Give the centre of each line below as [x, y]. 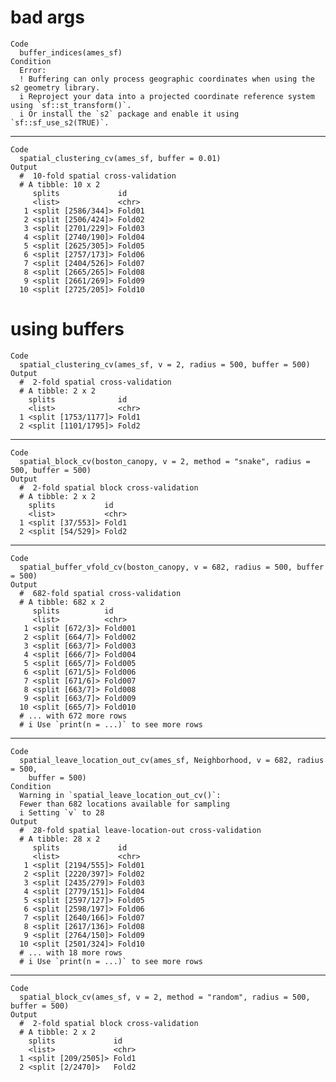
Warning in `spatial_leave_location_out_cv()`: [120, 795]
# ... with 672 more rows [73, 716]
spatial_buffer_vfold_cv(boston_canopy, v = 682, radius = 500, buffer [172, 567]
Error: [33, 70]
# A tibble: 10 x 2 [60, 184]
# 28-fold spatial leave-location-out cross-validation [140, 830]
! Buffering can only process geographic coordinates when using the [167, 79]
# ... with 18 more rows [71, 952]
